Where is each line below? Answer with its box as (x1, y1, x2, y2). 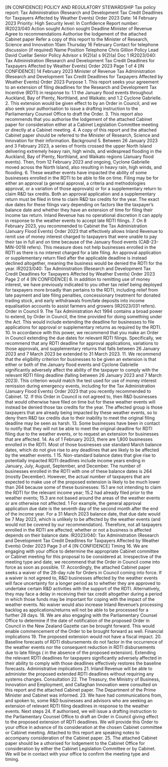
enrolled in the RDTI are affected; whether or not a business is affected (5, 527, 151, 533)
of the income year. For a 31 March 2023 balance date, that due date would (5, 511, 160, 517)
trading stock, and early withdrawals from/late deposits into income (5, 298, 145, 303)
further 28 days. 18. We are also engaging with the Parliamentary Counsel (5, 612, 157, 618)
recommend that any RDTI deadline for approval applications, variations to (5, 340, 159, 346)
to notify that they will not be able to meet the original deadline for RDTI (5, 426, 153, 431)
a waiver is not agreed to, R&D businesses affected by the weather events (5, 575, 158, 581)
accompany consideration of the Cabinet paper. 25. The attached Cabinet (5, 735, 157, 741)
